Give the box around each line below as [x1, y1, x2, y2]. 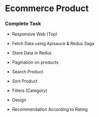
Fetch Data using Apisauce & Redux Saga [12, 41, 95, 47]
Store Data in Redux [12, 50, 52, 56]
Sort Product [12, 78, 38, 84]
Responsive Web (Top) [12, 31, 57, 37]
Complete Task [5, 20, 41, 27]
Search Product [12, 69, 43, 75]
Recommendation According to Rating [12, 106, 88, 112]
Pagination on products [12, 59, 59, 66]
